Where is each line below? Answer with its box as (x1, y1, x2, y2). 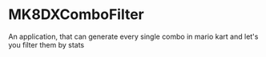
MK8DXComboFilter (8, 6, 144, 24)
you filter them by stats (8, 40, 85, 49)
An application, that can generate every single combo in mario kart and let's (8, 32, 259, 41)
